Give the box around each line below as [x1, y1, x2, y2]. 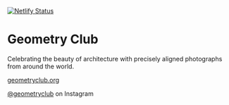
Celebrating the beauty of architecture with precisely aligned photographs [7, 54, 223, 63]
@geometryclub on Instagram [7, 89, 94, 98]
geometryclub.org [7, 75, 60, 84]
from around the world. [7, 62, 75, 70]
